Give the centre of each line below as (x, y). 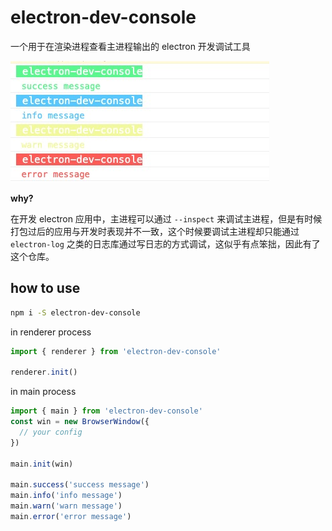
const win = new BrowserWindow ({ (80, 422)
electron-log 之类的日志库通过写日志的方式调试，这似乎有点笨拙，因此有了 (165, 243)
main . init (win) (42, 464)
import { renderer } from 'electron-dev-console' (116, 351)
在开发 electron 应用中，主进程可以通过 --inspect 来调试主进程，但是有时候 (166, 218)
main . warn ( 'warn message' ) (66, 506)
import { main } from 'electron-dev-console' (106, 411)
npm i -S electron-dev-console (75, 312)
